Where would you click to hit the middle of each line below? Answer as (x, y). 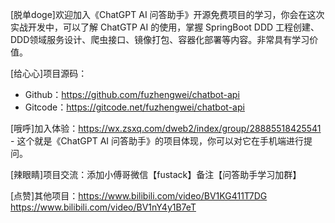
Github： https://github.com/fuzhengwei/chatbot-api (132, 94)
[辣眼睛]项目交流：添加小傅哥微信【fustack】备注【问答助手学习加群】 (156, 174)
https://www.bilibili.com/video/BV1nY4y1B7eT (103, 207)
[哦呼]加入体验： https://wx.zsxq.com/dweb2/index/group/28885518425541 (166, 128)
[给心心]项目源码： (49, 73)
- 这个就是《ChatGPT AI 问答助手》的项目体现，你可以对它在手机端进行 (157, 141)
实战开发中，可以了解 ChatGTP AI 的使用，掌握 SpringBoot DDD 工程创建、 (165, 27)
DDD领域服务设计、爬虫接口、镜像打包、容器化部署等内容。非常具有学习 (160, 39)
